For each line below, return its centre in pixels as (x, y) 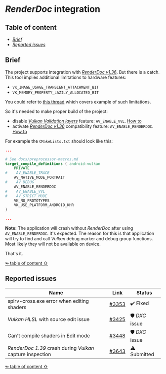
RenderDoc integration (53, 9)
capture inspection (29, 354)
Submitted (142, 354)
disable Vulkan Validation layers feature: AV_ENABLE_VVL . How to (77, 121)
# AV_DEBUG (20, 182)
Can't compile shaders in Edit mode (49, 336)
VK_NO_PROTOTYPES (32, 201)
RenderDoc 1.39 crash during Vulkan (51, 348)
